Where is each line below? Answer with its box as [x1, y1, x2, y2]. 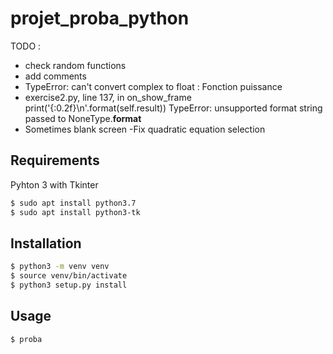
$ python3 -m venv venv [10, 262, 110, 272]
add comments [24, 70, 87, 82]
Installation [10, 235, 82, 252]
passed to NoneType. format [24, 112, 142, 124]
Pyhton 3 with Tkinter [10, 178, 99, 191]
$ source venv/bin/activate [10, 271, 128, 281]
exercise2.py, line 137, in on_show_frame [24, 91, 192, 103]
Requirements [10, 152, 100, 169]
